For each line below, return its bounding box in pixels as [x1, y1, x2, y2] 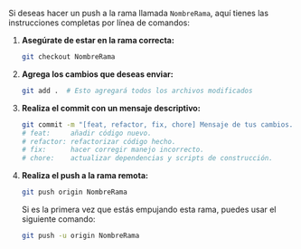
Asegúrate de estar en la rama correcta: [21, 35, 175, 45]
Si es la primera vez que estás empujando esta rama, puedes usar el [21, 204, 277, 215]
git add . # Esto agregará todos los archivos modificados [21, 86, 253, 95]
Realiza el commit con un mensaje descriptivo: [21, 102, 201, 113]
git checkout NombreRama [21, 53, 116, 62]
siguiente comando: [21, 214, 96, 225]
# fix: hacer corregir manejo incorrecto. [21, 145, 204, 155]
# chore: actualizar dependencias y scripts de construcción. [21, 154, 273, 163]
